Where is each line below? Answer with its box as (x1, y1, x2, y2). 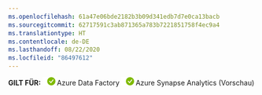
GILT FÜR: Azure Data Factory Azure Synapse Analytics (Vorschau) (8, 79, 255, 87)
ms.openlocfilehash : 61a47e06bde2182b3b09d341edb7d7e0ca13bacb (8, 13, 220, 20)
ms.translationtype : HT (8, 29, 87, 37)
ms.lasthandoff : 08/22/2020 (8, 46, 101, 54)
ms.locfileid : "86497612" (8, 54, 93, 62)
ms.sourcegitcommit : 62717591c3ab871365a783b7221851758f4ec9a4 (8, 20, 220, 29)
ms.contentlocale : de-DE (8, 38, 90, 46)
